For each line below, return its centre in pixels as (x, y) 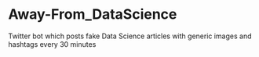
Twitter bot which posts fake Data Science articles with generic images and (130, 36)
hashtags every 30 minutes (52, 44)
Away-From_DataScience (93, 14)
